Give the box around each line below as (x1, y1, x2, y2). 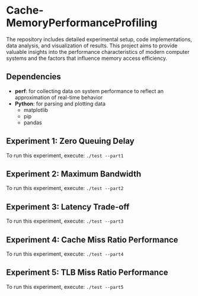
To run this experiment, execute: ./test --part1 (6, 152, 124, 159)
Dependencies (6, 72, 61, 82)
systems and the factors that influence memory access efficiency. (6, 54, 168, 62)
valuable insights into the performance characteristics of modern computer (6, 48, 190, 55)
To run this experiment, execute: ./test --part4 (6, 250, 124, 258)
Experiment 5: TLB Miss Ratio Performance (6, 268, 168, 278)
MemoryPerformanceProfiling (6, 16, 158, 30)
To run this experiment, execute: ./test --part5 (6, 283, 124, 290)
